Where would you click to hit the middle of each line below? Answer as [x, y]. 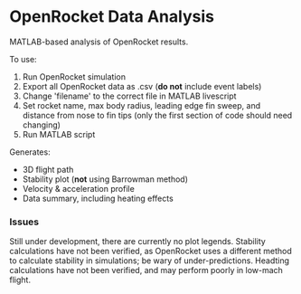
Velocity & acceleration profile [79, 188]
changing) [42, 125]
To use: [24, 59]
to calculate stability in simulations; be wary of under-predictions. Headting [150, 261]
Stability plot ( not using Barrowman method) [105, 179]
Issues [24, 222]
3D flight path [48, 169]
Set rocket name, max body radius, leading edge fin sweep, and [141, 105]
